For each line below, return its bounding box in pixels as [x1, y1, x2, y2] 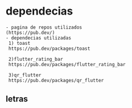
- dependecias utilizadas [5, 35, 71, 41]
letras [5, 94, 29, 104]
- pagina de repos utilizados [5, 24, 83, 30]
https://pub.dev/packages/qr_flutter [8, 77, 104, 83]
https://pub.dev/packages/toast [8, 46, 91, 52]
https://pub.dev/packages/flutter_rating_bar [8, 61, 126, 67]
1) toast [8, 40, 31, 46]
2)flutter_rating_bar [8, 56, 63, 62]
